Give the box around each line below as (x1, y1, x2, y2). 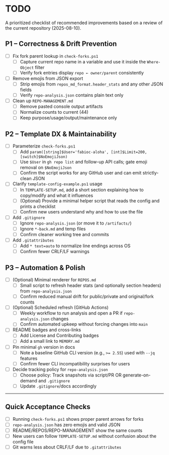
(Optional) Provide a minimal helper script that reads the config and (20, 197, 160, 204)
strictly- (142, 170, 159, 176)
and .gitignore (38, 377, 70, 384)
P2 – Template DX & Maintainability (5, 129, 117, 138)
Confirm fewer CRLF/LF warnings (20, 249, 90, 255)
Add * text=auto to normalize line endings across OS (20, 243, 131, 249)
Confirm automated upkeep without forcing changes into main (20, 321, 148, 327)
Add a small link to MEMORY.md (20, 338, 80, 344)
